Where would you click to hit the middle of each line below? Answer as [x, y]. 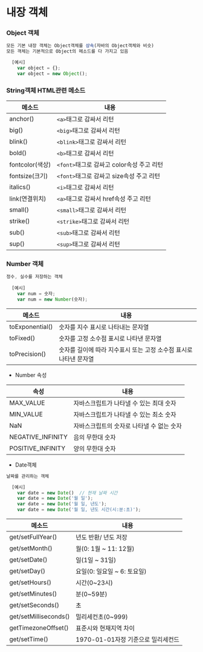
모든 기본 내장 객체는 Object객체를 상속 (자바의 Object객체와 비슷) [80, 46]
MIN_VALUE [26, 414]
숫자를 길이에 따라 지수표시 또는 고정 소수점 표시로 [126, 350]
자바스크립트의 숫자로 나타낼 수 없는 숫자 [128, 426]
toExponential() [31, 327]
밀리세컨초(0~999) [101, 617]
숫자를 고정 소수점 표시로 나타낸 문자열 [110, 338]
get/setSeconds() [34, 605]
